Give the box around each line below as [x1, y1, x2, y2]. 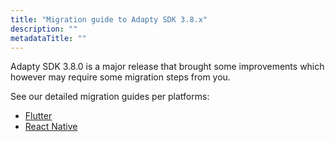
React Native [24, 121, 78, 133]
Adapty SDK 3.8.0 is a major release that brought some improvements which [10, 61, 325, 73]
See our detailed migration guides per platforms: [10, 91, 210, 103]
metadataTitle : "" [10, 33, 87, 43]
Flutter [24, 110, 53, 122]
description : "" [10, 24, 78, 34]
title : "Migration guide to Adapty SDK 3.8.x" [10, 14, 208, 25]
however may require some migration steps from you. [10, 71, 231, 83]
